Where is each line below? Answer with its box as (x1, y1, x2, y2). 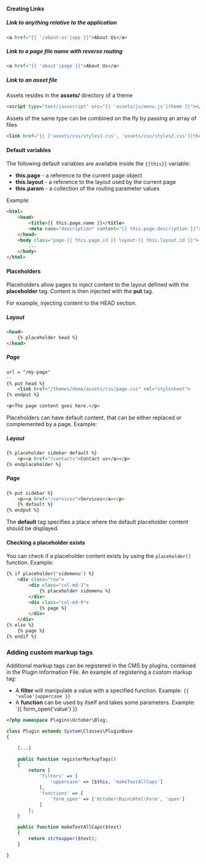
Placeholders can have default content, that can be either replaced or (6, 414, 182, 421)
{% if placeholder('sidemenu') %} (6, 571, 95, 577)
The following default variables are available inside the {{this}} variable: (6, 160, 191, 167)
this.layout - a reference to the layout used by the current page (15, 178, 177, 186)
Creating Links (6, 5, 45, 12)
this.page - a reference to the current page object (15, 172, 142, 179)
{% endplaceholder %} (6, 461, 62, 467)
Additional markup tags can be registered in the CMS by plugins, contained (6, 662, 196, 670)
